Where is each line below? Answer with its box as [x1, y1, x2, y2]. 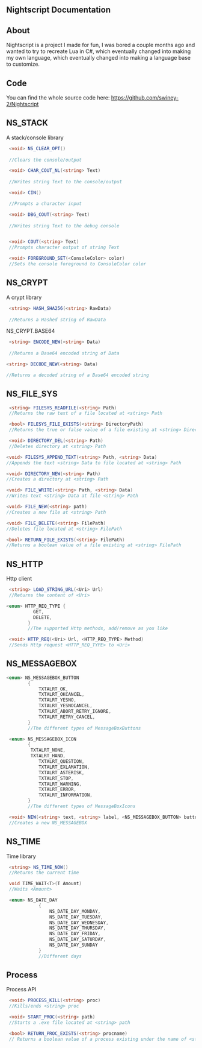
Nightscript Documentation [6, 5, 111, 15]
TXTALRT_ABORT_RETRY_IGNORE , [38, 709, 112, 715]
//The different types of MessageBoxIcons [28, 803, 136, 810]
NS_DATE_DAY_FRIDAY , [49, 931, 101, 937]
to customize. [6, 60, 40, 68]
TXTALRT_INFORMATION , [38, 792, 93, 798]
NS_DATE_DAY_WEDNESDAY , [49, 920, 109, 926]
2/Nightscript [6, 101, 39, 108]
